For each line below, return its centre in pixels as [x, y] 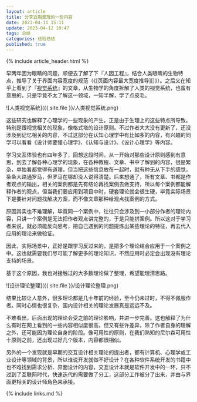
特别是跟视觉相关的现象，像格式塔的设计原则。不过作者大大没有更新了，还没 [98, 128]
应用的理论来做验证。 [32, 233]
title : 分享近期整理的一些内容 [39, 17]
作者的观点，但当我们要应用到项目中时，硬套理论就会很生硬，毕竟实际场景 [101, 191]
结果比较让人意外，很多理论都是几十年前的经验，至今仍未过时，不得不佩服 [96, 298]
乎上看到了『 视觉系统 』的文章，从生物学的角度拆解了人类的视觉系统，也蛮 [96, 88]
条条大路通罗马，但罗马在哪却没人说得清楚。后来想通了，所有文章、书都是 [96, 176]
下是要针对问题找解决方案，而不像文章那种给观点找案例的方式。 [83, 199]
